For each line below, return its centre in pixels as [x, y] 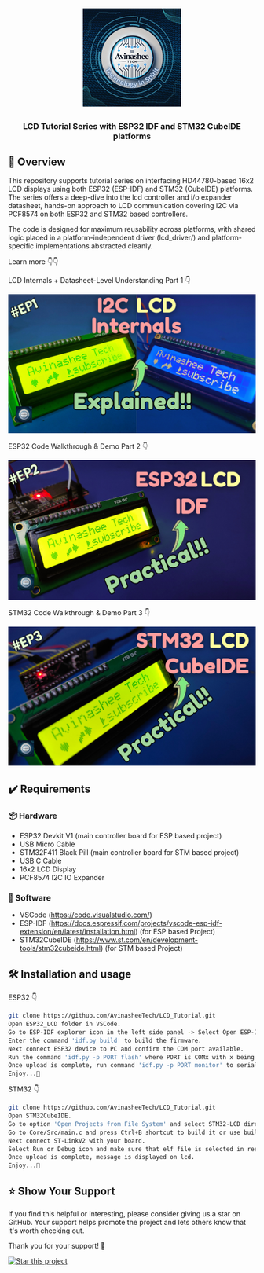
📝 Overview [37, 161]
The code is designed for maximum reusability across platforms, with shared [132, 229]
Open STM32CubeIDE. [40, 1116]
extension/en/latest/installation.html [77, 932]
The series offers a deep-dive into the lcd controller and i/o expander [120, 197]
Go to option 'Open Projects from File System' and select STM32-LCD [125, 1124]
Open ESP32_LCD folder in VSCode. [65, 1024]
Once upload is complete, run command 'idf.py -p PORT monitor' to [121, 1066]
